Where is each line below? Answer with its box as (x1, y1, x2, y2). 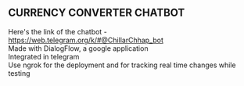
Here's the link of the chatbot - (8, 27, 107, 36)
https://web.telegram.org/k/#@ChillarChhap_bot (8, 35, 164, 45)
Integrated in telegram (8, 52, 80, 61)
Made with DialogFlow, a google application (8, 43, 149, 53)
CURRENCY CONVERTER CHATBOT (8, 6, 185, 20)
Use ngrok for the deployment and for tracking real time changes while (8, 60, 236, 70)
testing (8, 68, 30, 77)
